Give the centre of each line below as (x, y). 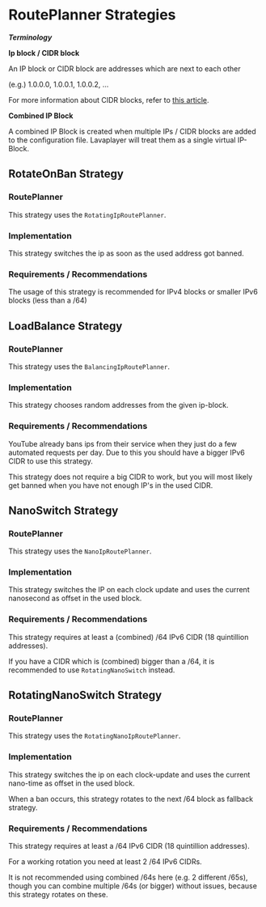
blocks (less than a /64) (48, 300)
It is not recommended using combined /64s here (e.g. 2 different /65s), (128, 877)
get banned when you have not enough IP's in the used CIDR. (111, 485)
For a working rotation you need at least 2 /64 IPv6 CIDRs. (105, 862)
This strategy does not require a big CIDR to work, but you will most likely (131, 477)
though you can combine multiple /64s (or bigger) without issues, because (133, 886)
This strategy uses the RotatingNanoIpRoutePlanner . (95, 736)
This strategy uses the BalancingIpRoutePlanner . (89, 367)
